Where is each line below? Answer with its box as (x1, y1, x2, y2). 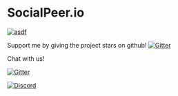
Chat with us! (7, 54, 45, 63)
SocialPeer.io (7, 5, 85, 21)
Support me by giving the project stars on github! (7, 41, 147, 49)
